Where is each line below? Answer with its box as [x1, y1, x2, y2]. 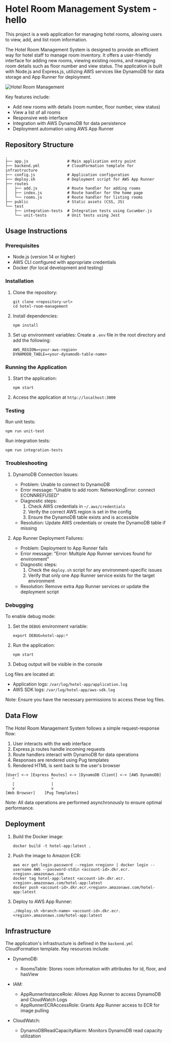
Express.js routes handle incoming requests [12, 746, 105, 752]
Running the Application [5, 363, 67, 370]
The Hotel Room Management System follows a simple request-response [5, 725, 160, 731]
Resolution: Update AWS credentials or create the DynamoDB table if [20, 519, 166, 525]
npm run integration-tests [5, 448, 63, 453]
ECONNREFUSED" [20, 492, 60, 498]
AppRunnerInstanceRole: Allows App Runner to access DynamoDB [20, 991, 161, 997]
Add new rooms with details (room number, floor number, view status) [12, 103, 160, 110]
